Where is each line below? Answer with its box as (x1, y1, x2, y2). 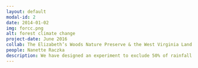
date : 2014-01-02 (6, 20, 49, 25)
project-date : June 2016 (6, 36, 68, 42)
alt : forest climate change (6, 31, 76, 37)
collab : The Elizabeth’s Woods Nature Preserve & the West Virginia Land (6, 42, 193, 48)
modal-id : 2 (6, 14, 36, 20)
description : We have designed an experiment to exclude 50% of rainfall (6, 53, 193, 59)
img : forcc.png (6, 25, 44, 31)
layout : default (6, 8, 46, 15)
